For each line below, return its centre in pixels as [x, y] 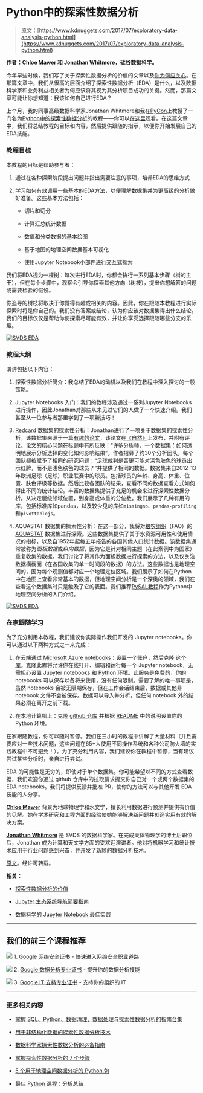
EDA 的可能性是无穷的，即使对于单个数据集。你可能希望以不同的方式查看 [97, 772]
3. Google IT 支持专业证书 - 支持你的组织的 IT [70, 982]
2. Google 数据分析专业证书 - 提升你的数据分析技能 [77, 969]
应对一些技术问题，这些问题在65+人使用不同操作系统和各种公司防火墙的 [101, 743]
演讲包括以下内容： [30, 369]
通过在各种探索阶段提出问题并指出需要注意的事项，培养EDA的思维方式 [102, 178]
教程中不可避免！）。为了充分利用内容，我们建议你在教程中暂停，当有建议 [103, 751]
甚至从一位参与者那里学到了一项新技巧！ [65, 417]
